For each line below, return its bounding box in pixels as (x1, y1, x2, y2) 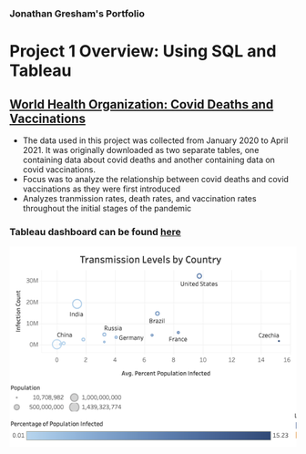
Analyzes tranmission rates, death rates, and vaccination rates (22, 192, 257, 203)
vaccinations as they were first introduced (22, 183, 181, 194)
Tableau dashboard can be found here (9, 225, 182, 238)
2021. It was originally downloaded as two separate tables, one (22, 144, 260, 155)
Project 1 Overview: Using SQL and (9, 41, 277, 62)
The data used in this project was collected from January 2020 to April (22, 135, 289, 146)
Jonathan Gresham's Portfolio (9, 7, 146, 20)
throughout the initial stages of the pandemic (22, 202, 192, 213)
